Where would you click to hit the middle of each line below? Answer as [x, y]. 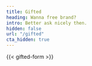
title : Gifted [24, 12]
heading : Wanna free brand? [41, 17]
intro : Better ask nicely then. [47, 23]
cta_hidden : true [28, 40]
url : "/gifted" [25, 34]
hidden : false [24, 28]
